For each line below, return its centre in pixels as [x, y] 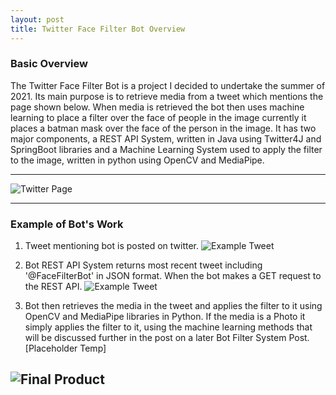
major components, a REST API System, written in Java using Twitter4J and [166, 138]
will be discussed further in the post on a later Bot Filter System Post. [167, 338]
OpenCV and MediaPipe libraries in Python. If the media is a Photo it [165, 317]
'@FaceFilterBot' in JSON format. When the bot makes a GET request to [173, 276]
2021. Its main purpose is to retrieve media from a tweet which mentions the [167, 96]
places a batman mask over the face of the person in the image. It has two [163, 128]
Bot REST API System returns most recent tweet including [143, 265]
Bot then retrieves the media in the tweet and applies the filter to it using [173, 306]
